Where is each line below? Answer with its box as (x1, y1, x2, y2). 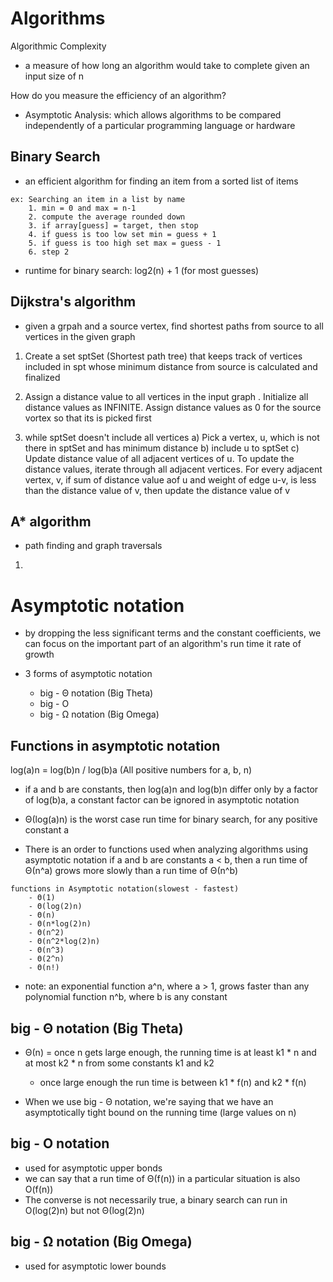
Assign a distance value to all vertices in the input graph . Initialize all (24, 390, 309, 402)
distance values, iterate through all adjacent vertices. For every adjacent (24, 463, 323, 475)
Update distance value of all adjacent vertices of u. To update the (24, 452, 295, 464)
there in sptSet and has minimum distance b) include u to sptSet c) (24, 442, 300, 454)
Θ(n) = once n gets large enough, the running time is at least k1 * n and (24, 1046, 317, 1058)
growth (24, 648, 55, 661)
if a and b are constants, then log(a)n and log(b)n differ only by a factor (24, 783, 319, 796)
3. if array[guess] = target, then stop (28, 220, 199, 231)
